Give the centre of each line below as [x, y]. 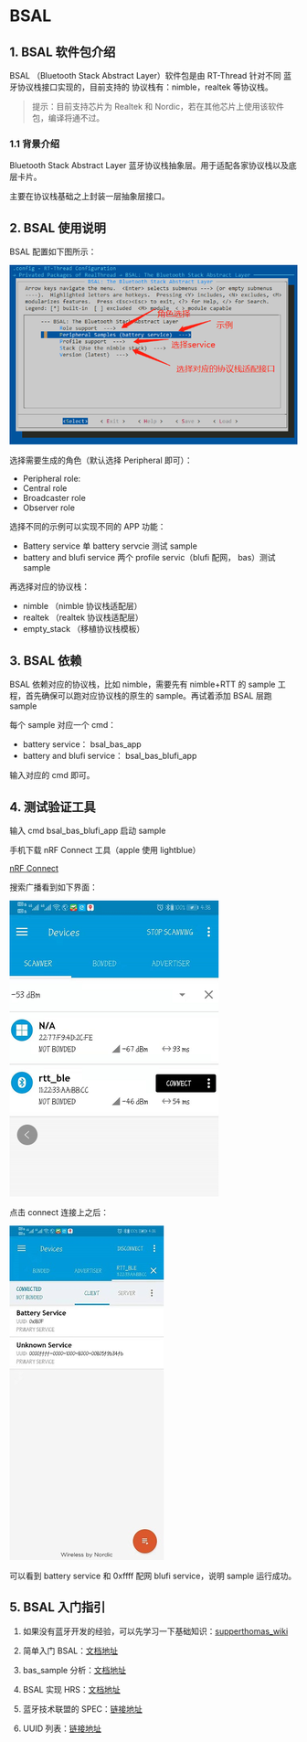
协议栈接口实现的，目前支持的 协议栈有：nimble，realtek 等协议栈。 [145, 87]
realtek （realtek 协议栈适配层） [83, 617]
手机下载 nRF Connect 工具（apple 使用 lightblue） [105, 850]
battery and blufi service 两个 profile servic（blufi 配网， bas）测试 [149, 558]
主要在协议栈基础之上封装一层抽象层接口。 [90, 197]
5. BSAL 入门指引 [58, 1607]
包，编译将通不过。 [68, 118]
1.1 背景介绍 [35, 144]
